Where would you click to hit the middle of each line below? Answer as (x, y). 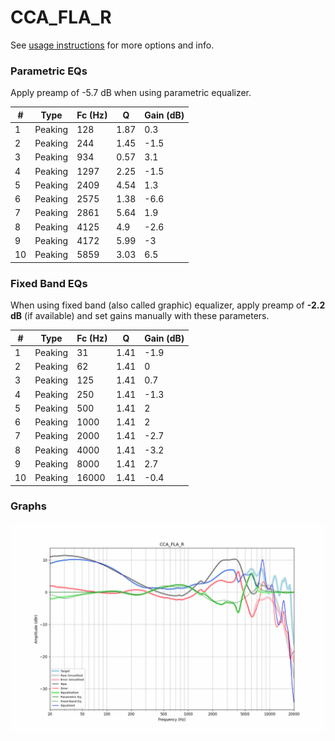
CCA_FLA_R (61, 17)
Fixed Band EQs (49, 283)
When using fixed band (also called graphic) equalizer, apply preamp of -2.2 (168, 305)
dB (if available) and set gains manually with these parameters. (140, 316)
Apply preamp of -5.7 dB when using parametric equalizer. (131, 93)
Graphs (28, 506)
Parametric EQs (49, 71)
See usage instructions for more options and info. (112, 45)
